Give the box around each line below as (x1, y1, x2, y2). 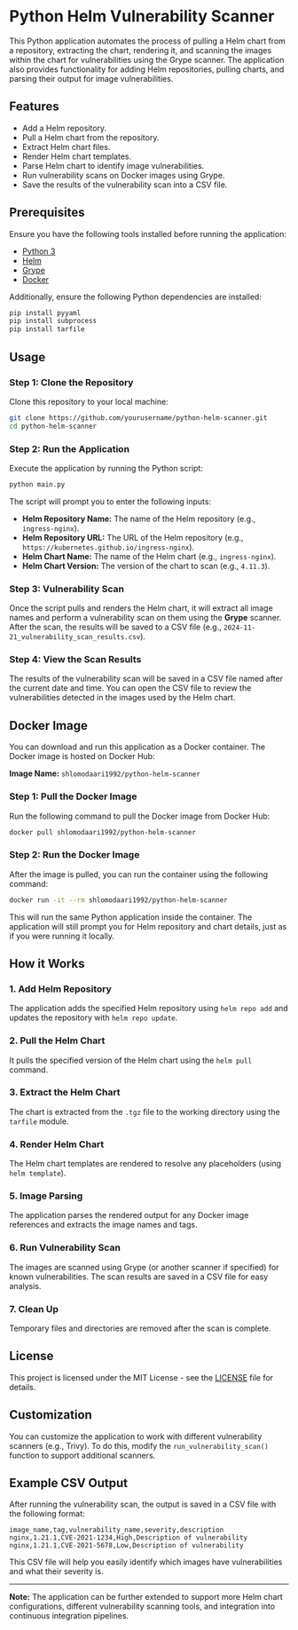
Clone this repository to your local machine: (9, 396, 169, 407)
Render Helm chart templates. (21, 151, 132, 162)
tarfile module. (9, 1116, 69, 1127)
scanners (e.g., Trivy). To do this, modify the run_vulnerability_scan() (9, 1440, 269, 1451)
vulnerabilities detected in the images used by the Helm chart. (9, 692, 236, 703)
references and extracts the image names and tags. (9, 1219, 198, 1230)
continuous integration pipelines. (9, 1610, 129, 1621)
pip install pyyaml (9, 308, 82, 317)
